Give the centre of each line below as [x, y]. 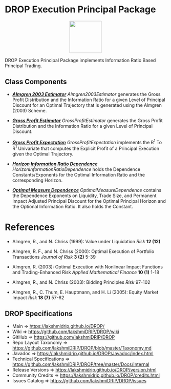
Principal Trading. [23, 66]
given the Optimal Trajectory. [43, 154]
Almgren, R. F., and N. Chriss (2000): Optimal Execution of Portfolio [83, 251]
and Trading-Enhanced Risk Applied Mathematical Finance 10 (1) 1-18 [86, 272]
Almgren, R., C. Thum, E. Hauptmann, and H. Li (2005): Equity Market [85, 292]
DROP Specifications [39, 314]
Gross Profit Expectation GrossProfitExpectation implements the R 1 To [87, 142]
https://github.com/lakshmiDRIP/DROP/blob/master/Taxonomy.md [82, 348]
